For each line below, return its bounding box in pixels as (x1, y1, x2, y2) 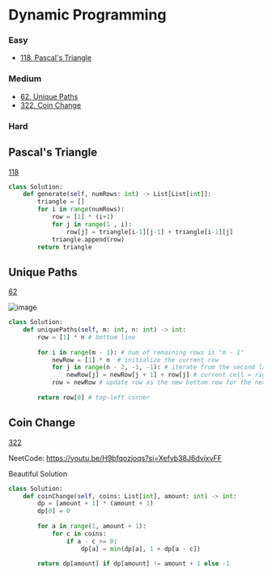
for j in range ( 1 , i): (51, 220, 132, 228)
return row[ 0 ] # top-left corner (37, 393, 151, 402)
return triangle (37, 243, 92, 251)
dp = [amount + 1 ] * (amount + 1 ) (37, 500, 154, 508)
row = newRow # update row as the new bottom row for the (51, 378, 252, 386)
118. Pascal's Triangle (19, 53, 91, 62)
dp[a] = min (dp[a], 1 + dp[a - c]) (80, 544, 201, 553)
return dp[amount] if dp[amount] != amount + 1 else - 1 (37, 560, 230, 568)
